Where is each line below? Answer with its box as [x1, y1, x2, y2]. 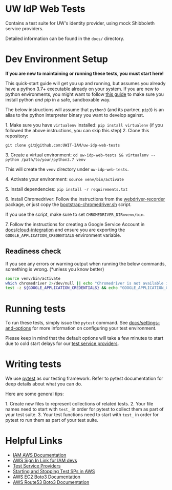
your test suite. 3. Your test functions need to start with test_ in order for [5, 412, 159, 418]
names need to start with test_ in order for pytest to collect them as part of [5, 406, 164, 413]
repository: [5, 133, 29, 139]
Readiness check [5, 247, 61, 256]
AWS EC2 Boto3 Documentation [12, 474, 81, 480]
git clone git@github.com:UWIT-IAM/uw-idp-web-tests [5, 142, 120, 148]
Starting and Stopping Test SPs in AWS [12, 468, 95, 475]
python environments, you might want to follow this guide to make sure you [5, 91, 164, 97]
